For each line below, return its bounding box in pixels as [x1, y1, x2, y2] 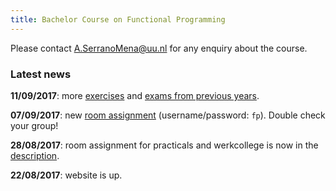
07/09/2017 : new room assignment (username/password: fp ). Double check [10, 109, 326, 121]
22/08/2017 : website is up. [10, 169, 123, 181]
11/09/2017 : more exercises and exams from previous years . [10, 89, 260, 101]
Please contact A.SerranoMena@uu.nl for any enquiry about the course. [10, 42, 308, 54]
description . [10, 149, 60, 161]
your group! [10, 119, 59, 131]
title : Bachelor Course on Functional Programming [10, 14, 226, 25]
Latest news [10, 67, 72, 81]
